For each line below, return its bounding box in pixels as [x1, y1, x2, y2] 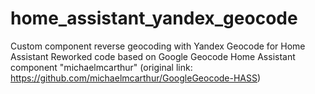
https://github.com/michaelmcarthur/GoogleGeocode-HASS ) [10, 72, 262, 84]
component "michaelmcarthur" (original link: [10, 61, 193, 73]
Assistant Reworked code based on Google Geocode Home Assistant [10, 50, 296, 62]
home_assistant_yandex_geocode [10, 7, 298, 30]
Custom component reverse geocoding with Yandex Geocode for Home [10, 40, 306, 52]
